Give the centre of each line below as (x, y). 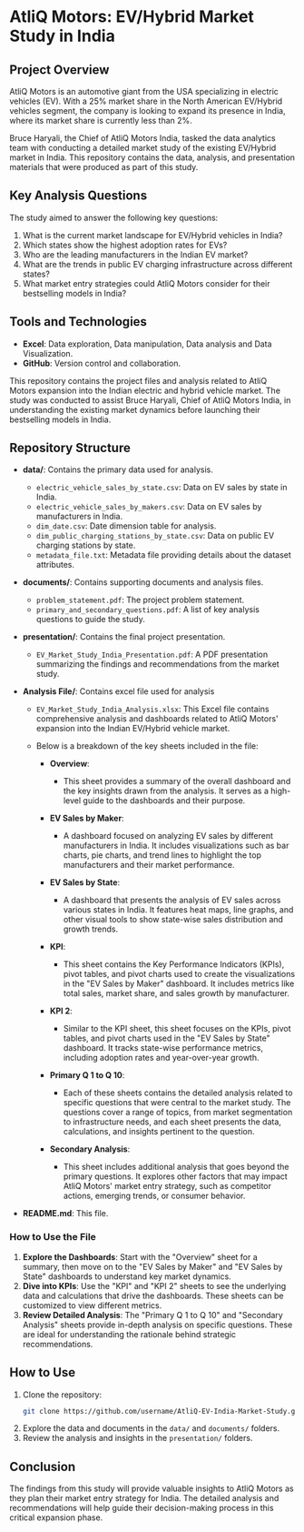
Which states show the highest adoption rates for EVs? (125, 245)
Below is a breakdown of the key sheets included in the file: (147, 746)
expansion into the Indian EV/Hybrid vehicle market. (133, 729)
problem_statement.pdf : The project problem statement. (140, 600)
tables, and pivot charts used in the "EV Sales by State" (167, 1038)
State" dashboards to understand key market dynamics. (127, 1276)
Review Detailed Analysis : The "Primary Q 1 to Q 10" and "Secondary (152, 1315)
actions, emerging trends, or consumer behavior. (154, 1196)
